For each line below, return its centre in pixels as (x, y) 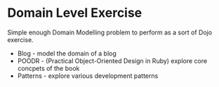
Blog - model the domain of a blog (67, 53)
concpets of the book (48, 68)
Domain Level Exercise (75, 13)
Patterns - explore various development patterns (88, 76)
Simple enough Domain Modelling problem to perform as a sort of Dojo (110, 32)
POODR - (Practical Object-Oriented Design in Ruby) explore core (112, 60)
